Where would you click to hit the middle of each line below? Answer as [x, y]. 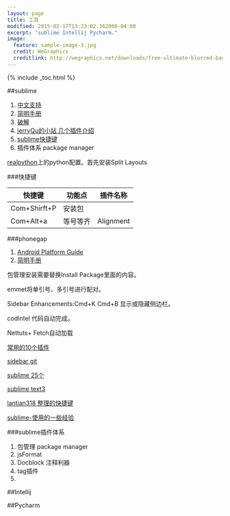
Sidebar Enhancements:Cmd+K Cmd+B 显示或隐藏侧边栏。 [91, 304]
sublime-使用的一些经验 [40, 417]
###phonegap [27, 238]
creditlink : [30, 58]
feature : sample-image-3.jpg [55, 45]
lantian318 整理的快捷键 [40, 403]
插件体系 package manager [55, 147]
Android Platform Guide [50, 252]
